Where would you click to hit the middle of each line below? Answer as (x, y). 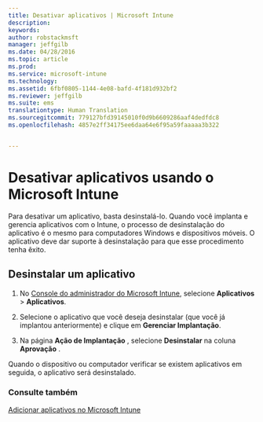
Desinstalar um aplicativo (72, 275)
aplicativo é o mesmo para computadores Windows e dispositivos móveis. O (131, 233)
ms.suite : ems (31, 103)
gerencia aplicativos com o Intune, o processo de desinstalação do (117, 224)
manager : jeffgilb (38, 45)
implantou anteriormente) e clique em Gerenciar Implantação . (120, 325)
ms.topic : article (38, 60)
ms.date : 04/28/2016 (42, 52)
